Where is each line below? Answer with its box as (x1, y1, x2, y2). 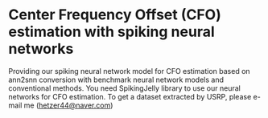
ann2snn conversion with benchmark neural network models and (8, 75, 224, 84)
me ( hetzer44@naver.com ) (23, 100, 113, 110)
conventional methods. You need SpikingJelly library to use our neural (8, 83, 241, 93)
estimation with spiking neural (8, 22, 215, 41)
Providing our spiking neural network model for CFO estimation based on (8, 66, 251, 75)
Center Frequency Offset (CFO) (8, 6, 221, 24)
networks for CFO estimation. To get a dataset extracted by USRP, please (8, 92, 252, 101)
